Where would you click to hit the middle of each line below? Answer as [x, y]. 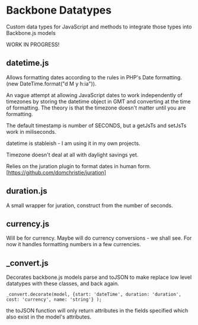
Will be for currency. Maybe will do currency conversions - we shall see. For [99, 238]
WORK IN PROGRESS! [33, 44]
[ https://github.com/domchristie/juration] [56, 172]
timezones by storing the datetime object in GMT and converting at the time [98, 101]
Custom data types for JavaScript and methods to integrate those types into [99, 27]
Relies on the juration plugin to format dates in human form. [79, 166]
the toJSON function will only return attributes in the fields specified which [97, 311]
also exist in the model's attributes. [49, 317]
